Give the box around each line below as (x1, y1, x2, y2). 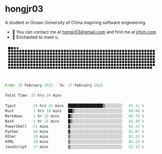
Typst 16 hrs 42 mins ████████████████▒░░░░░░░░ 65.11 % (5, 103, 145, 108)
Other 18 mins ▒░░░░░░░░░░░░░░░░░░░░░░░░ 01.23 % (5, 134, 145, 139)
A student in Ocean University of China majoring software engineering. (5, 19, 146, 25)
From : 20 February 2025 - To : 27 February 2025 (5, 83, 103, 88)
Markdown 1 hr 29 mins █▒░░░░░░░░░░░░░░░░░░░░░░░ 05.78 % (5, 114, 145, 118)
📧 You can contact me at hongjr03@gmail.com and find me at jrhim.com (12, 29, 157, 35)
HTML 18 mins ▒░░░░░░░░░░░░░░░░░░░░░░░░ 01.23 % (5, 139, 145, 144)
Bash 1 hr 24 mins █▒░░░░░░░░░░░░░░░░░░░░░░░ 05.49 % (5, 118, 145, 124)
